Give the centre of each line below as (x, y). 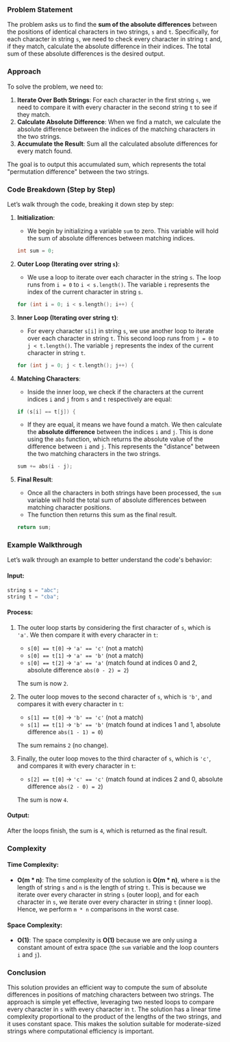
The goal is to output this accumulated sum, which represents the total (106, 164)
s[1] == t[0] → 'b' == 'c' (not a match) (85, 717)
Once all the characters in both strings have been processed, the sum (124, 493)
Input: (16, 576)
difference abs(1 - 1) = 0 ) (65, 732)
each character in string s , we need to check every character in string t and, (115, 39)
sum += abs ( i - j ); (45, 466)
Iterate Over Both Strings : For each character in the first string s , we (114, 100)
